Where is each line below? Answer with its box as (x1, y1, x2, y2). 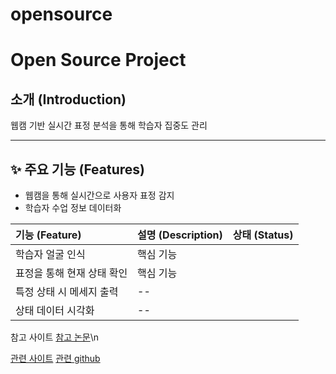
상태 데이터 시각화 (15, 304, 95, 317)
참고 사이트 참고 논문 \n (10, 331, 100, 343)
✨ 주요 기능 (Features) (10, 161, 146, 178)
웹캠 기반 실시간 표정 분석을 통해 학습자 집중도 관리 (10, 119, 208, 132)
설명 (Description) (137, 228, 223, 242)
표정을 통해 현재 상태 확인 (15, 266, 128, 280)
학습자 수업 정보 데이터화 (24, 202, 122, 213)
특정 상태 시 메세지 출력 (15, 285, 119, 298)
